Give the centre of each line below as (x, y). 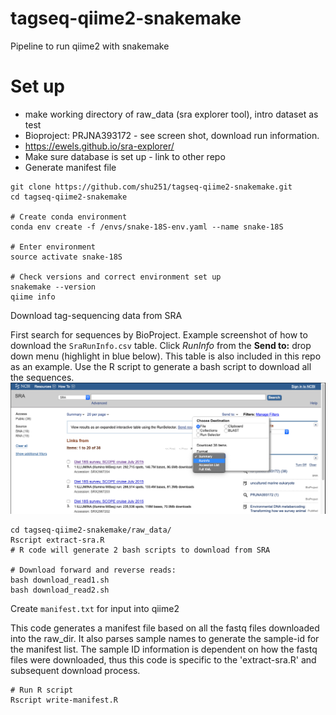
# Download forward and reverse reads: (93, 570)
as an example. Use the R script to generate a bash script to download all (161, 366)
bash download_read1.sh (60, 580)
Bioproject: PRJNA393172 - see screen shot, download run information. (172, 135)
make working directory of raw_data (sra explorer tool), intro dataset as (171, 114)
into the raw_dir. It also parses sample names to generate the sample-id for (165, 639)
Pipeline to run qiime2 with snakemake (90, 46)
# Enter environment (53, 247)
